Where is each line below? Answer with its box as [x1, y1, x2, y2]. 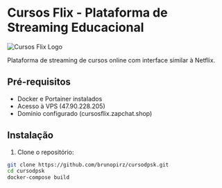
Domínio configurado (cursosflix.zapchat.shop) [17, 109, 153, 117]
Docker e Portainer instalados [17, 94, 103, 103]
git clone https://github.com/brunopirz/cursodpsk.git [7, 161, 169, 168]
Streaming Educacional [7, 19, 144, 35]
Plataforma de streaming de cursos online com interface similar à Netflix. [7, 55, 216, 64]
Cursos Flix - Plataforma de [7, 5, 168, 21]
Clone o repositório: [17, 148, 74, 156]
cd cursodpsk [7, 168, 45, 175]
